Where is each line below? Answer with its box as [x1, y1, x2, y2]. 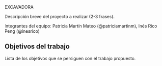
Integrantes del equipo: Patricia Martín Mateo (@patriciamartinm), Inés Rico [4, 23, 158, 29]
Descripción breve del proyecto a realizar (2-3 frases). [4, 14, 115, 19]
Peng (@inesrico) [4, 28, 40, 34]
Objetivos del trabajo [4, 43, 70, 51]
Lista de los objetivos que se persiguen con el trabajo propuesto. [4, 55, 136, 61]
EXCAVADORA [4, 4, 34, 10]
